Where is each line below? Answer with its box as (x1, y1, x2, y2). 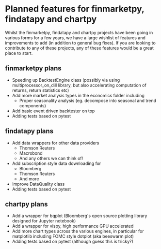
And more (19, 176, 39, 182)
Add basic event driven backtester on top (12, 108, 95, 114)
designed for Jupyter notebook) (12, 218, 76, 224)
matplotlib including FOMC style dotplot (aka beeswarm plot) (12, 234, 134, 239)
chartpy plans (5, 200, 48, 208)
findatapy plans (5, 127, 54, 135)
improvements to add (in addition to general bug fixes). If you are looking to (5, 40, 156, 45)
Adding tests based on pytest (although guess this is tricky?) (12, 238, 133, 245)
